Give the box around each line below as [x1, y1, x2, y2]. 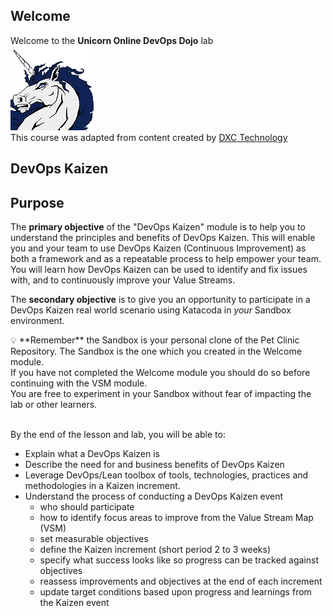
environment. [10, 315, 65, 327]
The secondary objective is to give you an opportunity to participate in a [10, 294, 311, 306]
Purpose [10, 194, 65, 211]
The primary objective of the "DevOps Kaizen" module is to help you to [10, 221, 306, 233]
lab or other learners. [10, 399, 98, 411]
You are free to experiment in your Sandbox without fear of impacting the [10, 388, 312, 400]
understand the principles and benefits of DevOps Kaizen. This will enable [10, 232, 316, 244]
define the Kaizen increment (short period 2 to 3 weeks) [39, 544, 272, 556]
